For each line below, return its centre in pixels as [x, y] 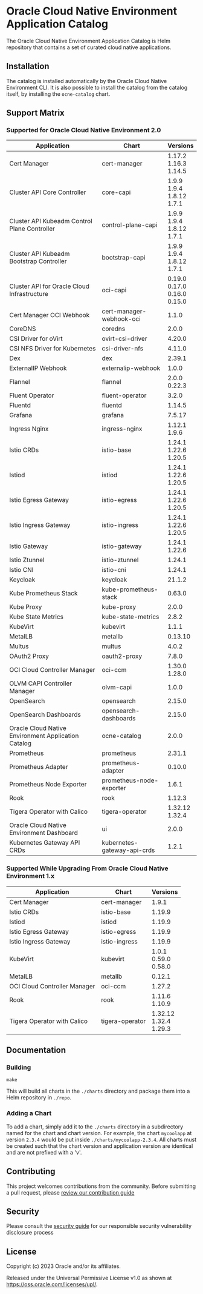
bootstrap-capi [124, 258]
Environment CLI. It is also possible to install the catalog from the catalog [97, 87]
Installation [28, 66]
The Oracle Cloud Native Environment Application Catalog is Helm [89, 41]
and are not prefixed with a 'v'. [44, 1152]
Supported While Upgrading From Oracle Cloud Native [87, 868]
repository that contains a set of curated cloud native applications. [89, 47]
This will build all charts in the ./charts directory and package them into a [98, 1091]
